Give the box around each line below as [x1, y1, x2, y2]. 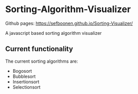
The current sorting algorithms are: [5, 58, 78, 64]
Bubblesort [12, 73, 36, 79]
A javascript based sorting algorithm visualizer [5, 30, 102, 36]
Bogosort [12, 68, 32, 74]
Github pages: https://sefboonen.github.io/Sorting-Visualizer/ [5, 20, 133, 26]
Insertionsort [12, 78, 39, 84]
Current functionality [5, 44, 73, 54]
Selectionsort [12, 84, 40, 90]
